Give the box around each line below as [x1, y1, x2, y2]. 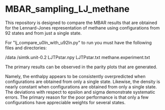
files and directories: [5, 45, 47, 51]
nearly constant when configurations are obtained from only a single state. [5, 83, 157, 89]
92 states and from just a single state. [5, 30, 82, 36]
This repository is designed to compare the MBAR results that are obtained [5, 20, 157, 26]
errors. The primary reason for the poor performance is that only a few [5, 94, 149, 100]
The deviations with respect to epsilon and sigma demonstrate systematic [5, 89, 156, 95]
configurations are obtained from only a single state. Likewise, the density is [5, 79, 161, 84]
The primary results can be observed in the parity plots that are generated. [5, 64, 158, 70]
